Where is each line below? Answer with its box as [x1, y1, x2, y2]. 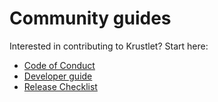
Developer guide [23, 70, 93, 82]
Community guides [9, 7, 172, 30]
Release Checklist [23, 80, 98, 92]
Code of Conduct [23, 59, 96, 71]
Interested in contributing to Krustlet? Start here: [9, 40, 209, 52]
